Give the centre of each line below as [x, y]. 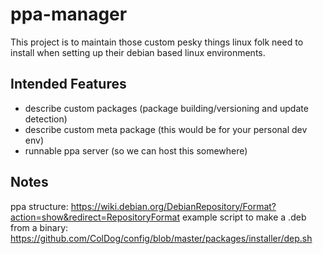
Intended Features [68, 84]
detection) [46, 119]
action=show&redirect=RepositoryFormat [95, 217]
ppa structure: [39, 206]
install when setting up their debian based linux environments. [138, 52]
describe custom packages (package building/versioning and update [166, 108]
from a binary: [39, 227]
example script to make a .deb [244, 217]
